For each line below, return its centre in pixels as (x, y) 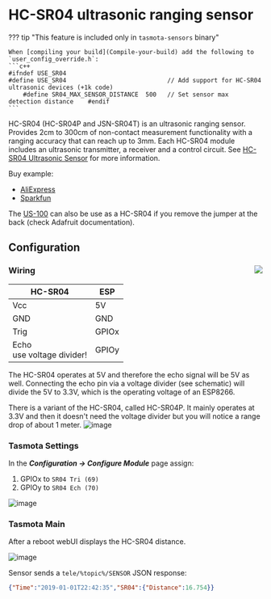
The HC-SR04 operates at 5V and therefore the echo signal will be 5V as (129, 374)
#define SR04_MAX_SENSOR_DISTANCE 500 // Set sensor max (126, 95)
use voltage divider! (50, 355)
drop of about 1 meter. (45, 424)
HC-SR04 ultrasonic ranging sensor (131, 15)
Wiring (22, 271)
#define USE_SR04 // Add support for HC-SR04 (135, 80)
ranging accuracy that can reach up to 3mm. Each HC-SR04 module (122, 141)
